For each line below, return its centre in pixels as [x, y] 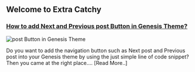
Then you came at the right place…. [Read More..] [67, 63]
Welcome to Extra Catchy [54, 10]
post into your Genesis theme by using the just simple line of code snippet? [97, 56]
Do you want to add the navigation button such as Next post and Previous [96, 50]
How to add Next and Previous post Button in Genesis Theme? [97, 26]
